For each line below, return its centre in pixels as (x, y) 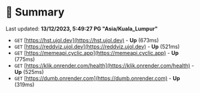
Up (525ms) (29, 72)
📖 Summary (35, 12)
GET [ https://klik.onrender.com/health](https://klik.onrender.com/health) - (104, 66)
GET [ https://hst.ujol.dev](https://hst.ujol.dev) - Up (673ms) (87, 40)
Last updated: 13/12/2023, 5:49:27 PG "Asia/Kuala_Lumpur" (82, 29)
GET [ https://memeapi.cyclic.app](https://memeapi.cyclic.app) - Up (96, 52)
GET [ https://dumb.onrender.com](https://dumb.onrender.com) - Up (97, 78)
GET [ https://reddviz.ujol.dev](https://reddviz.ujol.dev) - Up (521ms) (97, 46)
